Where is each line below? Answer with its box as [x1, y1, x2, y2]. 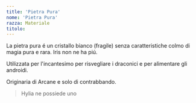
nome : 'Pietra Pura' [6, 14, 58, 20]
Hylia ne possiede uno [21, 90, 77, 97]
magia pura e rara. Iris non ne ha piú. [6, 49, 98, 56]
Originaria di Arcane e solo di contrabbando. [6, 78, 116, 86]
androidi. [6, 67, 28, 74]
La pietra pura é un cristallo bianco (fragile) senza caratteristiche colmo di [6, 42, 190, 49]
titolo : [6, 25, 26, 32]
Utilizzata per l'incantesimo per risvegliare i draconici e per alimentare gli [6, 60, 188, 67]
